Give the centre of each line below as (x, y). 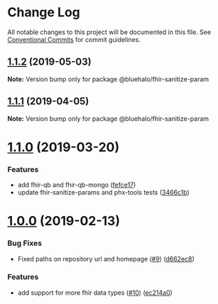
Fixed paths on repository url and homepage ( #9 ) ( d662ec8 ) (106, 259)
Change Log (44, 12)
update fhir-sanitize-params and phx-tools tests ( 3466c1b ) (103, 192)
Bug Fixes (25, 244)
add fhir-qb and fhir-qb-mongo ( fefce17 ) (77, 185)
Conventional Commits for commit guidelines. (74, 39)
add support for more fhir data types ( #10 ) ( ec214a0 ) (95, 293)
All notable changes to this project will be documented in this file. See (109, 32)
